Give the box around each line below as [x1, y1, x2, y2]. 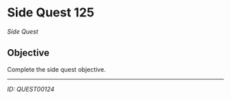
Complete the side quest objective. [7, 65, 107, 73]
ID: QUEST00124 [7, 85, 55, 93]
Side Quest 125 [7, 5, 95, 20]
